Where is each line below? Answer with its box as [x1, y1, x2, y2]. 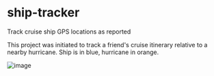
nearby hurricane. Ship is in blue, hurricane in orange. [7, 48, 159, 56]
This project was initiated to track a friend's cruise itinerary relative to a [7, 40, 208, 49]
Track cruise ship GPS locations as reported [7, 27, 131, 36]
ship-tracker [7, 5, 80, 21]
